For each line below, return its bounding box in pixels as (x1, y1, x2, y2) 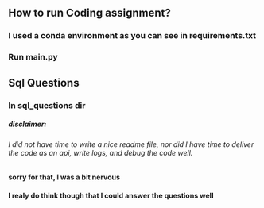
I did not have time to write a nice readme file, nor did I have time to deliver (8, 139, 254, 149)
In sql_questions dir (8, 99, 86, 110)
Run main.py (8, 52, 58, 63)
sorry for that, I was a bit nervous (8, 172, 121, 182)
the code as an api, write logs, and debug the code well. (8, 148, 193, 157)
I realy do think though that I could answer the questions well (8, 191, 214, 200)
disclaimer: (8, 119, 47, 129)
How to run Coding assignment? (8, 6, 171, 20)
